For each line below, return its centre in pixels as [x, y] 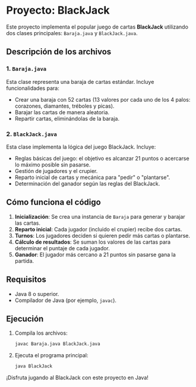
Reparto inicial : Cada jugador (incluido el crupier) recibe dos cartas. [98, 229]
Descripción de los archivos [59, 52]
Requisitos [26, 280]
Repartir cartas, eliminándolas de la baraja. [67, 118]
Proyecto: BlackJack [58, 10]
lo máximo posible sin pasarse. [53, 165]
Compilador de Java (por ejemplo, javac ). [66, 300]
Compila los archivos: [41, 333]
